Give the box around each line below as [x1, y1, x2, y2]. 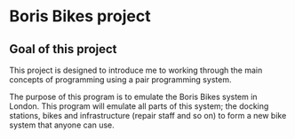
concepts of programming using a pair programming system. [9, 74, 232, 85]
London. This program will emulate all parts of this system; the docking [9, 101, 269, 112]
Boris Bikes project [9, 6, 151, 27]
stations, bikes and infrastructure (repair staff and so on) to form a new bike [9, 111, 287, 120]
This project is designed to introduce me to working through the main [9, 65, 263, 75]
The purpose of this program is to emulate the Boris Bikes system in [9, 91, 258, 102]
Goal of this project [9, 42, 117, 57]
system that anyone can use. [9, 120, 116, 130]
